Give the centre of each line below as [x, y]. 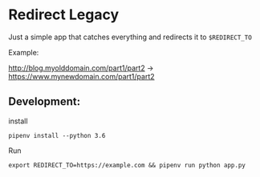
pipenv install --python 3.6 [57, 135]
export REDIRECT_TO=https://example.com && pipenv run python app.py [127, 165]
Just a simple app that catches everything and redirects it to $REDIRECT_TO [130, 37]
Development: [45, 102]
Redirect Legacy [64, 15]
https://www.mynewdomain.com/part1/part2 [81, 76]
